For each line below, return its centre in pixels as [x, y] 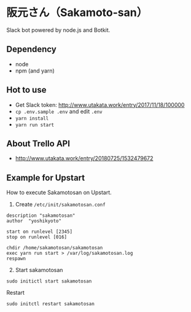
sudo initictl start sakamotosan [49, 281]
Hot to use [26, 90]
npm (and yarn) [35, 71]
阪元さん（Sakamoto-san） [77, 13]
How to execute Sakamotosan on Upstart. [59, 193]
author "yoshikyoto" [34, 221]
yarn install [32, 118]
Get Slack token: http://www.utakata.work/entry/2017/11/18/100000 [100, 104]
